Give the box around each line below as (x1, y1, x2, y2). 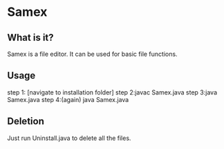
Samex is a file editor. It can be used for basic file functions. (7, 50, 178, 58)
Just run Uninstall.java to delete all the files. (7, 134, 131, 142)
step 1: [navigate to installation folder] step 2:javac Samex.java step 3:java (7, 88, 218, 97)
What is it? (7, 32, 54, 43)
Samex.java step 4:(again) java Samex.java (7, 95, 129, 103)
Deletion (7, 115, 45, 128)
